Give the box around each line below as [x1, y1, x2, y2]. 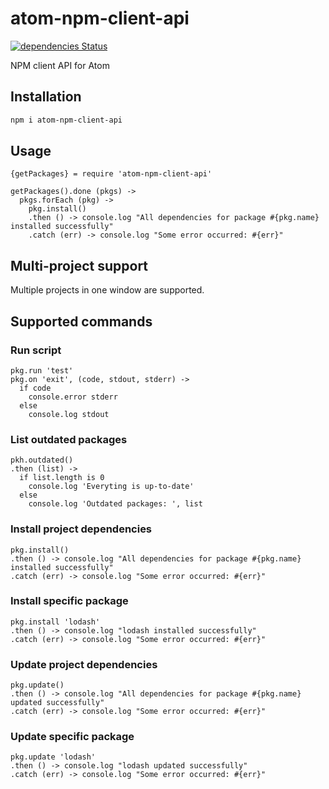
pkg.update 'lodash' [10, 752, 97, 762]
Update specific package [10, 730, 135, 744]
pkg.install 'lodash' [10, 617, 101, 627]
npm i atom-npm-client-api [10, 115, 123, 125]
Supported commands [10, 313, 153, 330]
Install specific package [10, 594, 129, 608]
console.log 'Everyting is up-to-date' [28, 482, 195, 492]
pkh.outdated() [10, 455, 74, 466]
